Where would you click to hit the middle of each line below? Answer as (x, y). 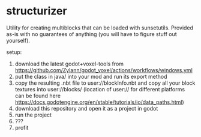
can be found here (38, 96)
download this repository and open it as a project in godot (86, 108)
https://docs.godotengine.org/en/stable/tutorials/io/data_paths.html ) (99, 102)
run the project (33, 115)
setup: (14, 52)
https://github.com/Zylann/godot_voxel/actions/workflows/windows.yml (104, 70)
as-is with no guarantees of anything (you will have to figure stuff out (91, 34)
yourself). (18, 40)
